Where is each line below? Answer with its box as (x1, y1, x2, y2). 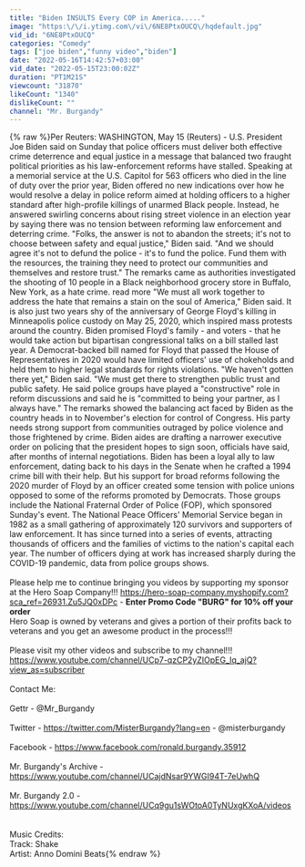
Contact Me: (9, 684, 56, 695)
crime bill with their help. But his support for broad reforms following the (9, 470, 280, 481)
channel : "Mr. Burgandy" (9, 107, 104, 116)
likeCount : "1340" (9, 89, 79, 98)
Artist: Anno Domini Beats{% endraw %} (9, 849, 161, 860)
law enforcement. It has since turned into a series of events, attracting (9, 529, 273, 540)
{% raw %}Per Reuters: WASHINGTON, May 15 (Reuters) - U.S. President (9, 131, 283, 142)
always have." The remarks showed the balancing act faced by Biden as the (9, 403, 294, 414)
